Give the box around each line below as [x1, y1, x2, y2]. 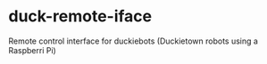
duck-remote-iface [8, 6, 153, 27]
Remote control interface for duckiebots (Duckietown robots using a [8, 36, 258, 46]
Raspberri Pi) [8, 44, 57, 55]
